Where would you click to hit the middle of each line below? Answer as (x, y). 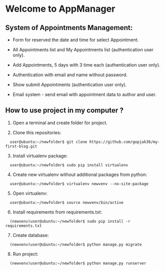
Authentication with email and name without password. (70, 75)
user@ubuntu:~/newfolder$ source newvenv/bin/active (67, 202)
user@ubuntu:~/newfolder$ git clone (48, 142)
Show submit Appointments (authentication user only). (70, 85)
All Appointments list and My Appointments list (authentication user (83, 50)
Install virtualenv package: (40, 156)
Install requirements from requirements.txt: (57, 212)
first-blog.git (21, 146)
